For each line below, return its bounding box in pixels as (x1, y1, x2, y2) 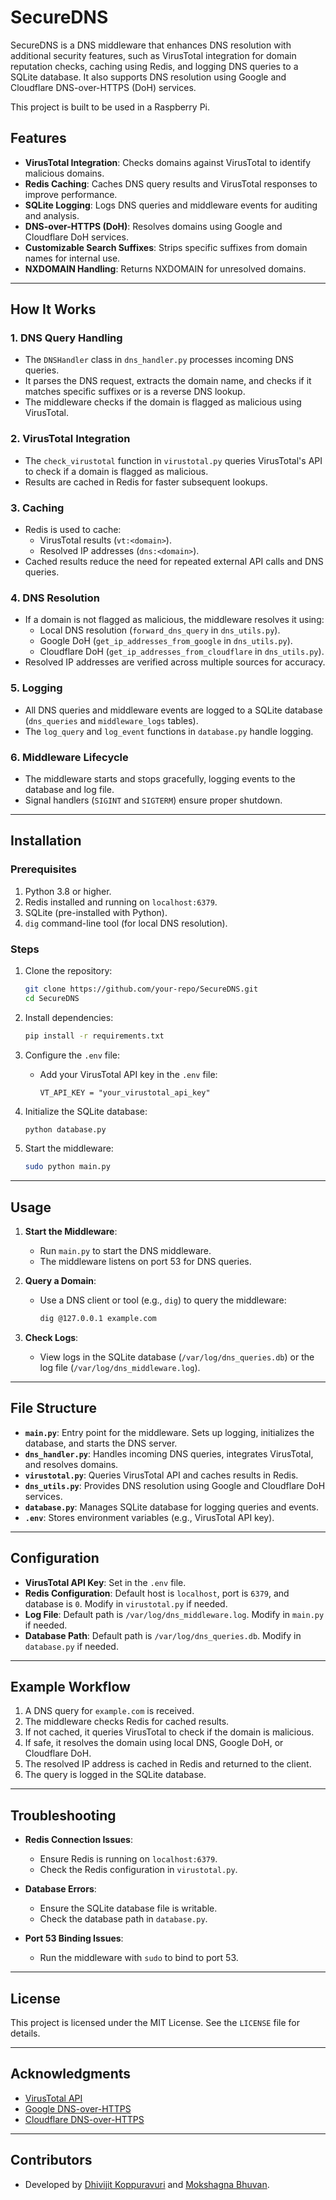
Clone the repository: (24, 964, 113, 976)
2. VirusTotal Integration (10, 432, 131, 446)
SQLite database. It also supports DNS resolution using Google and (10, 71, 287, 83)
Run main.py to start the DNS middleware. (39, 1245, 212, 1257)
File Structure (10, 1400, 97, 1417)
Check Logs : (24, 1331, 79, 1343)
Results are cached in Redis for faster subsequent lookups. (24, 476, 268, 488)
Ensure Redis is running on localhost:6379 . (39, 1853, 218, 1865)
